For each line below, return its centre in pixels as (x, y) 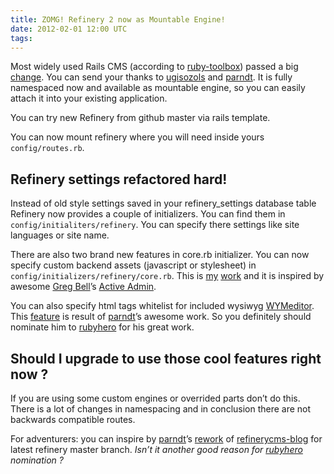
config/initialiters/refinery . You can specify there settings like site (155, 225)
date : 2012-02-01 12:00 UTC (69, 29)
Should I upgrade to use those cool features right (166, 358)
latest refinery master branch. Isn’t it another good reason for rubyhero (156, 449)
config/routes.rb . (47, 148)
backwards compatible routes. (73, 419)
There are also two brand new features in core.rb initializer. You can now (160, 255)
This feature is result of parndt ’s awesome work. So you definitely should (161, 317)
